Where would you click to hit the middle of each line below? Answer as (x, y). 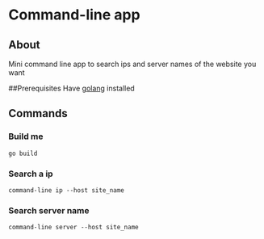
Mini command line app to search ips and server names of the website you (132, 64)
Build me (26, 136)
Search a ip (31, 174)
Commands (38, 113)
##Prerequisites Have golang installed (71, 88)
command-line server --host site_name (73, 228)
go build (23, 153)
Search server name (49, 210)
